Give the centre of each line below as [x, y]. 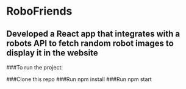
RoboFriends [39, 11]
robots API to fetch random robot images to [90, 43]
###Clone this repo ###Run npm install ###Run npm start [79, 79]
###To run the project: [34, 67]
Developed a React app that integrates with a [93, 34]
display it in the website [52, 53]
